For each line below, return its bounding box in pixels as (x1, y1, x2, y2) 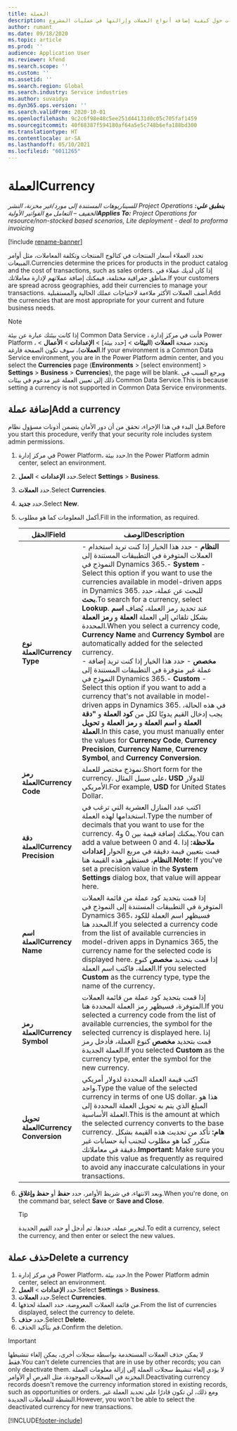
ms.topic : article (8, 37, 62, 44)
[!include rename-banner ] (8, 237, 83, 246)
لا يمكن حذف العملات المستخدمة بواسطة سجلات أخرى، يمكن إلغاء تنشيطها (8, 1350, 204, 1358)
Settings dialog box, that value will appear (82, 873, 222, 882)
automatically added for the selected (82, 638, 203, 648)
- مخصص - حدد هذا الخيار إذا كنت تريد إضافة (82, 656, 217, 665)
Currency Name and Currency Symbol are (82, 630, 225, 639)
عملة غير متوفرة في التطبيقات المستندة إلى (82, 665, 212, 675)
